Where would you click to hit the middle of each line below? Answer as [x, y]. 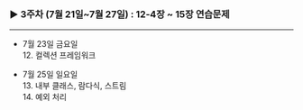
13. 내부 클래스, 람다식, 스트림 [74, 86]
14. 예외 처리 [45, 97]
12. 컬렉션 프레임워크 [59, 55]
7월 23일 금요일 [50, 44]
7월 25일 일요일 [50, 75]
